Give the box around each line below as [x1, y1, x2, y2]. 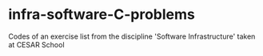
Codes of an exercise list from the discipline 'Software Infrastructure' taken [8, 32, 256, 41]
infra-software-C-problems [8, 6, 196, 24]
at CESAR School [8, 39, 66, 49]
